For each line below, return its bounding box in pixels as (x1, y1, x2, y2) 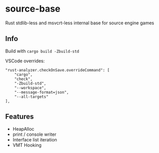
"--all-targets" (14, 94, 49, 99)
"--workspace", (14, 85, 47, 90)
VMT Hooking (12, 142, 42, 148)
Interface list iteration (12, 136, 57, 142)
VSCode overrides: (5, 58, 45, 64)
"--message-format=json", (14, 90, 69, 95)
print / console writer (12, 131, 57, 137)
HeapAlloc (12, 126, 34, 132)
